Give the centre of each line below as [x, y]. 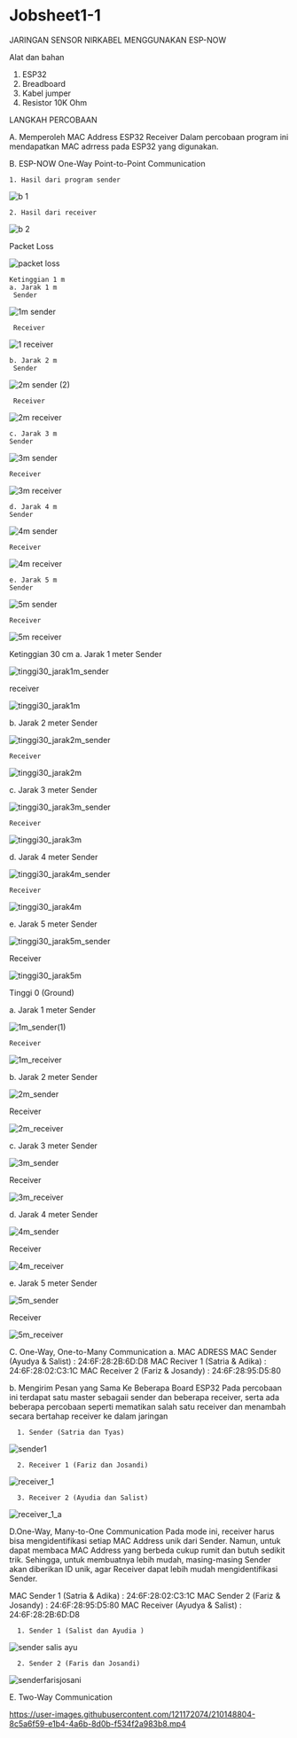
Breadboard [44, 83]
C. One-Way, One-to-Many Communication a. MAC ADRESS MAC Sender [143, 1351]
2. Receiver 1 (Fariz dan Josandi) [83, 1465]
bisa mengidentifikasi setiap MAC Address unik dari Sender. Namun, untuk [145, 1540]
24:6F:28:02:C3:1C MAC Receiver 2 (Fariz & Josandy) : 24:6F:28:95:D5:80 [145, 1370]
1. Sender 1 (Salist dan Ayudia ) [81, 1631]
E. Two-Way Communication [61, 1697]
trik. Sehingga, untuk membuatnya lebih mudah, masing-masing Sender [141, 1559]
